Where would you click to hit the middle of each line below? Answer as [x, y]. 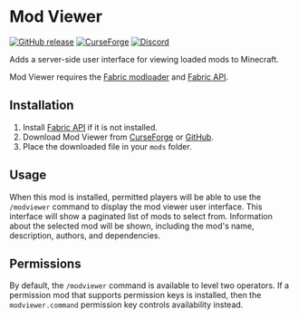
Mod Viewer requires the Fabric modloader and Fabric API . [119, 77]
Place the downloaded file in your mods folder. [107, 146]
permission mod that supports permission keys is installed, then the [135, 295]
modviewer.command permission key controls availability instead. [126, 304]
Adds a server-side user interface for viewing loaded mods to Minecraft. [144, 59]
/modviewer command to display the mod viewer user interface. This [136, 207]
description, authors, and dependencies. [85, 235]
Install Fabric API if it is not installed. [90, 127]
